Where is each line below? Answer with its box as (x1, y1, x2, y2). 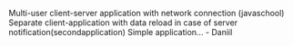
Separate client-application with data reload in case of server (8, 17, 238, 28)
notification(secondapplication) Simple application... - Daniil (8, 27, 233, 37)
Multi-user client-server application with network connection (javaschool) (8, 8, 285, 18)
